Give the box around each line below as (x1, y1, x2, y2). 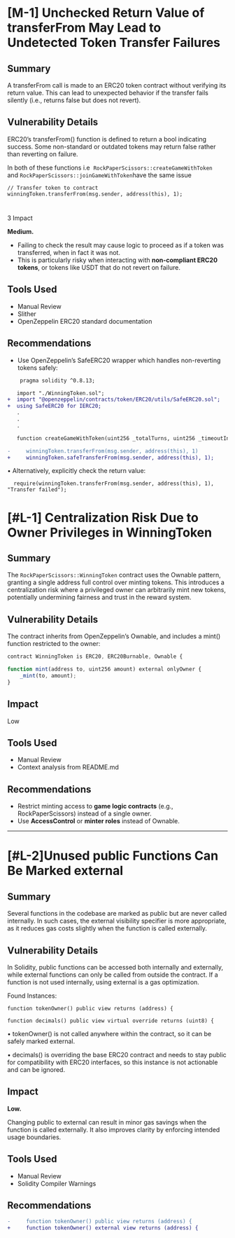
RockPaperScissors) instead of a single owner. (17, 809, 152, 818)
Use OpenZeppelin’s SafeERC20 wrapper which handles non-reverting (17, 356, 221, 364)
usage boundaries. (7, 1133, 62, 1141)
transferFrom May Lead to (7, 20, 162, 36)
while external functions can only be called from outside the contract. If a (7, 970, 218, 979)
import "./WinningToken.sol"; (16, 390, 105, 397)
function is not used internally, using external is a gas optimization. (7, 977, 199, 986)
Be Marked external (7, 863, 124, 879)
